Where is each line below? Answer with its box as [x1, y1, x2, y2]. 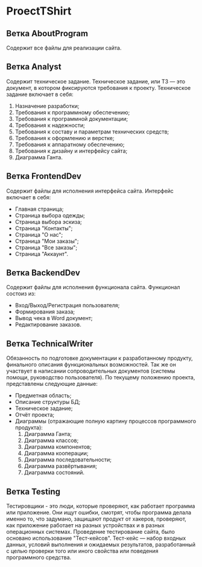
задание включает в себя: [6, 91, 74, 98]
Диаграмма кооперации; [24, 450, 89, 457]
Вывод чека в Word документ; [14, 315, 93, 322]
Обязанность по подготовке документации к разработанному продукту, [6, 354, 193, 362]
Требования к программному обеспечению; [14, 109, 130, 116]
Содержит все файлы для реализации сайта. [6, 44, 122, 51]
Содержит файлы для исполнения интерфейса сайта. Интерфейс [6, 187, 174, 194]
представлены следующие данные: [6, 380, 98, 388]
